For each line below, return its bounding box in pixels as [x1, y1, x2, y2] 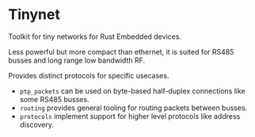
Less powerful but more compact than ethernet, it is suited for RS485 [8, 47, 234, 56]
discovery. [19, 120, 54, 129]
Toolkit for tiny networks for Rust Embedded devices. [8, 32, 182, 41]
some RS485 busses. [19, 94, 89, 104]
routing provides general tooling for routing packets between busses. [19, 103, 248, 112]
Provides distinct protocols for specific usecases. [8, 70, 169, 80]
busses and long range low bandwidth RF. [8, 55, 146, 65]
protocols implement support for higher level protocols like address [19, 111, 241, 120]
